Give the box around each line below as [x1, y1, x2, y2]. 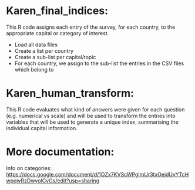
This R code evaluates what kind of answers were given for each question [6, 106, 185, 113]
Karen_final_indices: [6, 4, 109, 18]
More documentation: [6, 145, 115, 159]
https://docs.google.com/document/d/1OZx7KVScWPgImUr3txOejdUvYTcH [6, 171, 189, 178]
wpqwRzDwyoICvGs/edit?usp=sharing [6, 177, 100, 184]
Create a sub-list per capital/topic [14, 53, 96, 60]
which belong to [14, 66, 54, 73]
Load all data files [14, 41, 58, 48]
